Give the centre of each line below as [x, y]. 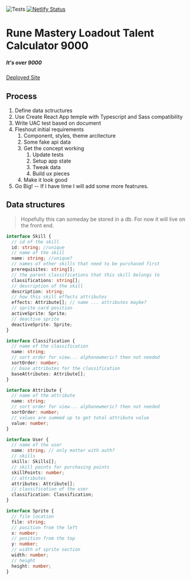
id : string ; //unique [38, 247]
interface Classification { [41, 341]
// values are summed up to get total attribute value [80, 418]
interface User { [27, 439]
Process [22, 96]
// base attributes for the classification [66, 368]
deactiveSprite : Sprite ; [42, 324]
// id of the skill [35, 242]
